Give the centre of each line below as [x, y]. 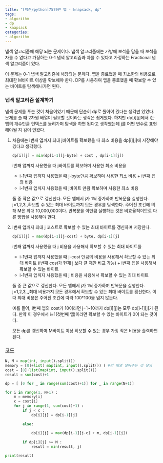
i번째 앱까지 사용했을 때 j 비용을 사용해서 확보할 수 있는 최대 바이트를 [77, 246]
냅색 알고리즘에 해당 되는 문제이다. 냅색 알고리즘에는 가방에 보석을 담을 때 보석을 [81, 51]
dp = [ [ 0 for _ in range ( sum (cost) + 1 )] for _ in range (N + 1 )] [70, 383]
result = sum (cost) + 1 [27, 375]
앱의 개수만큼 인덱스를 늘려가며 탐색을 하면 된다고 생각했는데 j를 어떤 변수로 [76, 124]
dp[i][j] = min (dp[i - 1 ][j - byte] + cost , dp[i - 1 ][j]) [68, 156]
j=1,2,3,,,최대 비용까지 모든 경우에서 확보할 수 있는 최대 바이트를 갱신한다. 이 [84, 292]
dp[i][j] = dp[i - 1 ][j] [54, 415]
